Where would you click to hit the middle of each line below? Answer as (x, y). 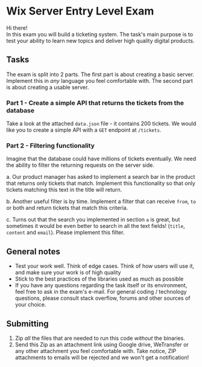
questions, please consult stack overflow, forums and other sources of (103, 298)
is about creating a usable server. (48, 87)
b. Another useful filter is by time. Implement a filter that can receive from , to (101, 201)
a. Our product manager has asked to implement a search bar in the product (101, 177)
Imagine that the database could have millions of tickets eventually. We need (101, 159)
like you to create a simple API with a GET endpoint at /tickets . (84, 130)
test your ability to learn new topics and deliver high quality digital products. (100, 41)
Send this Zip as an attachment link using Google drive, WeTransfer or (102, 344)
